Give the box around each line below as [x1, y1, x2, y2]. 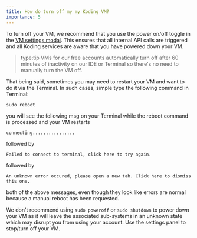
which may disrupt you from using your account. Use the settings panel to [6, 219, 186, 226]
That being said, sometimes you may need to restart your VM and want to [6, 78, 185, 85]
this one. [6, 178, 31, 184]
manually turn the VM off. [20, 66, 83, 73]
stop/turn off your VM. [6, 224, 61, 232]
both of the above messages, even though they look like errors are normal [6, 189, 186, 196]
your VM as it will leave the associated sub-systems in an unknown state [6, 212, 183, 219]
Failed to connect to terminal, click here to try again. [6, 151, 152, 157]
